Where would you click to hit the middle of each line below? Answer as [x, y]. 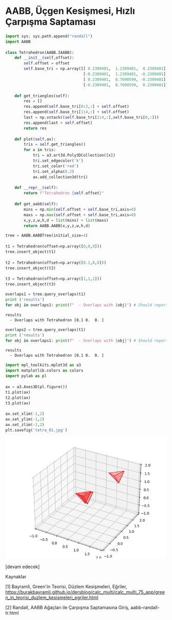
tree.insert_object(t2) [31, 268]
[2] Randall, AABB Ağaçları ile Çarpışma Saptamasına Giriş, [67, 607]
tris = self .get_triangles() [55, 144]
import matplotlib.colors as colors [44, 371]
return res [35, 128]
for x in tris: [40, 150]
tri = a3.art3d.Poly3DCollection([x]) [74, 156]
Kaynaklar [16, 576]
